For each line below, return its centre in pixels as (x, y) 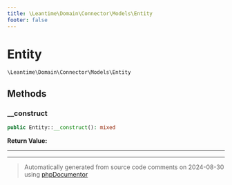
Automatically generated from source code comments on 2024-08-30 (124, 167)
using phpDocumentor (56, 174)
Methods (27, 94)
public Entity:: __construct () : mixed (61, 128)
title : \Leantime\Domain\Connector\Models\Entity (80, 13)
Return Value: (27, 141)
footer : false (28, 20)
